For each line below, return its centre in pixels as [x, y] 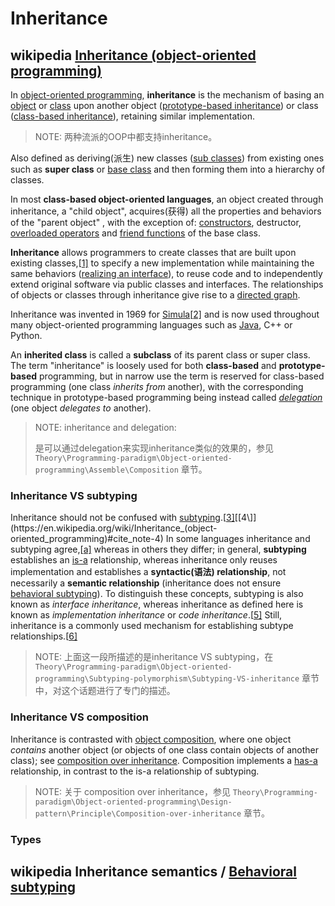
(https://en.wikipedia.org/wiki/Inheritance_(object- [114, 528]
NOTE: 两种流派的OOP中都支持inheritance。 [126, 136]
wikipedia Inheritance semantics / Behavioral [153, 871]
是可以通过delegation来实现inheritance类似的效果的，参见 [154, 448]
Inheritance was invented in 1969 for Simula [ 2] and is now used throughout [165, 314]
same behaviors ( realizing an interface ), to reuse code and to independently [166, 273]
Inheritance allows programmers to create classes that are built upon [153, 252]
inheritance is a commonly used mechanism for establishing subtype [152, 626]
